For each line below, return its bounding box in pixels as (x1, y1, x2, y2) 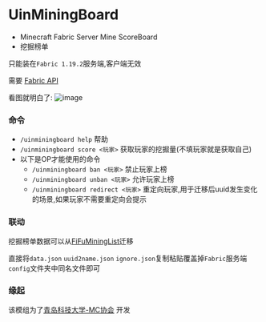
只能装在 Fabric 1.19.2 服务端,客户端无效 (8, 58, 142, 68)
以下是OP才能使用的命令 (19, 155, 101, 164)
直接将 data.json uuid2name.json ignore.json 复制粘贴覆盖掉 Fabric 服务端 (8, 253, 248, 263)
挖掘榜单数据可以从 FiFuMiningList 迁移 (8, 236, 134, 246)
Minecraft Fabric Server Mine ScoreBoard (19, 32, 158, 42)
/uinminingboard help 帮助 (19, 135, 108, 144)
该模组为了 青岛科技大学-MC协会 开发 (8, 304, 131, 314)
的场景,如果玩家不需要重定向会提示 (31, 195, 147, 204)
